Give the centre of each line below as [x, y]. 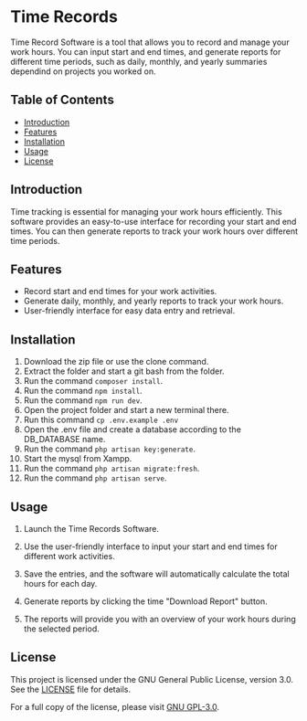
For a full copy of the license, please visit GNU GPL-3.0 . [115, 706]
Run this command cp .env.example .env [101, 420]
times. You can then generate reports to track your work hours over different [154, 231]
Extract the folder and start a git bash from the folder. [124, 371]
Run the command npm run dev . [83, 400]
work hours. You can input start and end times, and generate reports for [146, 51]
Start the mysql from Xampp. [78, 459]
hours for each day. [60, 583]
